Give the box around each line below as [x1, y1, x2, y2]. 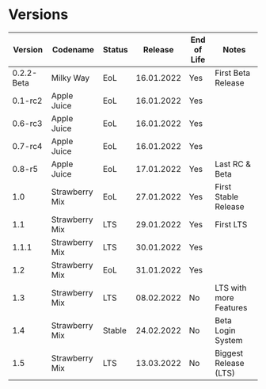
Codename [51, 44, 95, 55]
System [215, 334, 243, 345]
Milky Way [51, 72, 89, 83]
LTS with [215, 282, 247, 293]
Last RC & [215, 158, 251, 170]
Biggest [215, 347, 244, 358]
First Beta [215, 67, 251, 78]
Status [102, 44, 128, 55]
